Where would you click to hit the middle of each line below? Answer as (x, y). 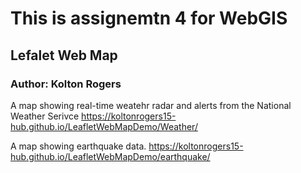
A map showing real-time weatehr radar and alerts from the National (151, 105)
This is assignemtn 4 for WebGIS (149, 18)
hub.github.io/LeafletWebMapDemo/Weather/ (104, 126)
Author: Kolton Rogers (66, 84)
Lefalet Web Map (64, 55)
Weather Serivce (45, 116)
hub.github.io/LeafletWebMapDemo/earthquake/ (110, 156)
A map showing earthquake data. (78, 146)
